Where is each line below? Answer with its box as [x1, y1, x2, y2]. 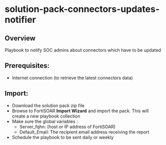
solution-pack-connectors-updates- [4, 3, 160, 15]
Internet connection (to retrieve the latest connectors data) [11, 75, 133, 81]
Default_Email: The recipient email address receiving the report [19, 129, 149, 135]
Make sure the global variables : [11, 118, 78, 124]
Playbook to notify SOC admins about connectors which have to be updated [4, 47, 161, 53]
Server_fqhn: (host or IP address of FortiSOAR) [19, 124, 116, 130]
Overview [4, 34, 36, 42]
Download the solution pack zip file [11, 102, 84, 108]
